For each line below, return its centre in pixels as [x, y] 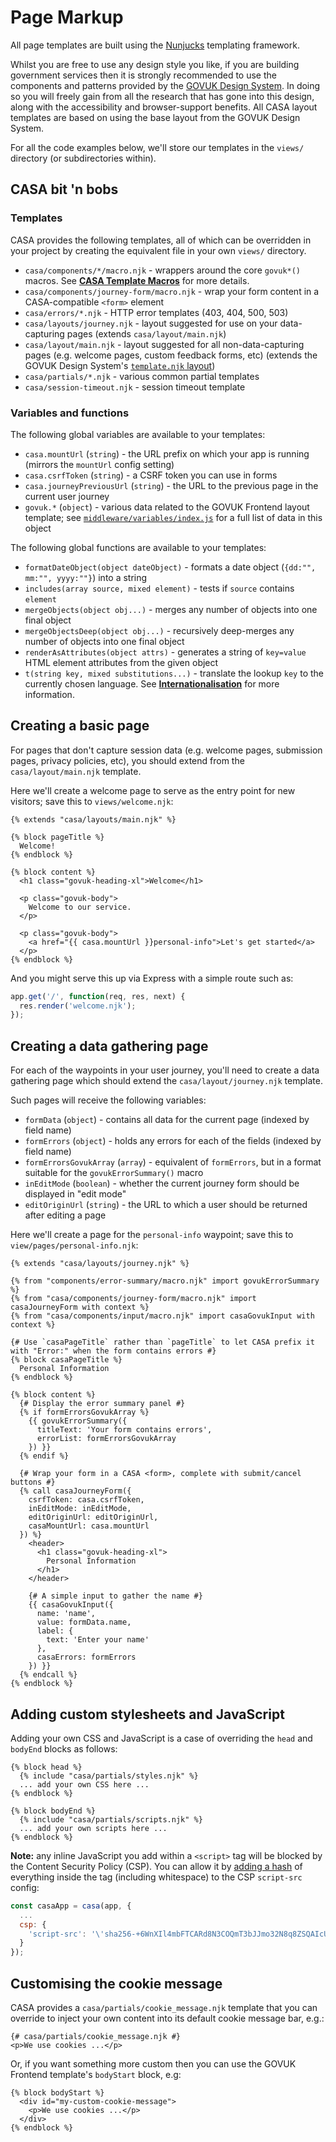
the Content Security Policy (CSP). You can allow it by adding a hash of [156, 1866]
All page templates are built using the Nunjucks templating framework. [155, 45]
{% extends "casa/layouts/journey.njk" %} [100, 1264]
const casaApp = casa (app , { [71, 1906]
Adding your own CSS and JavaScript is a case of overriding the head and [161, 1738]
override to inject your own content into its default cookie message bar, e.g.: [167, 2018]
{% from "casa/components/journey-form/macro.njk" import [133, 1299]
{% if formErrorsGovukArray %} [84, 1412]
